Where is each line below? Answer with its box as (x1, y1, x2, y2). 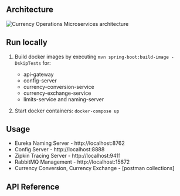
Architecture (6, 5, 54, 15)
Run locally (6, 38, 48, 48)
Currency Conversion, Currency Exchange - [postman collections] (14, 165, 175, 172)
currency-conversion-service (23, 83, 95, 90)
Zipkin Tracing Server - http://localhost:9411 (14, 152, 121, 160)
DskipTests (14, 60, 42, 67)
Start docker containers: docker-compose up (14, 107, 120, 114)
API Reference (6, 182, 60, 192)
